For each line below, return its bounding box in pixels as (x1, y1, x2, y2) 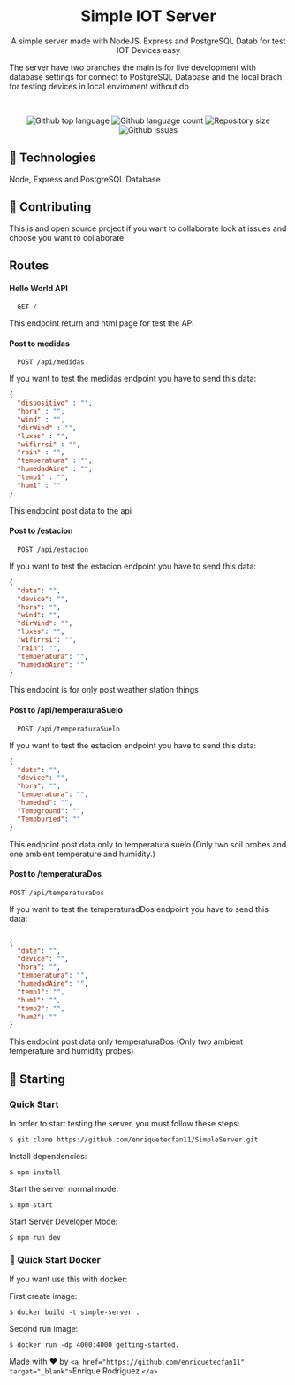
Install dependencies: (9, 1151, 87, 1162)
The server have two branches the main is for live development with (9, 62, 256, 73)
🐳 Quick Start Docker (9, 1253, 102, 1265)
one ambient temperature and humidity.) (9, 848, 156, 859)
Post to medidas (9, 338, 71, 349)
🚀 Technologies (9, 151, 96, 166)
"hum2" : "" (17, 1012, 57, 1021)
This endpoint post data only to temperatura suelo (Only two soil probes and (9, 839, 287, 849)
